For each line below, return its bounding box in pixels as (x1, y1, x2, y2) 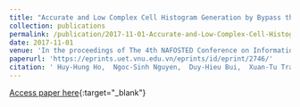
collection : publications (9, 21, 105, 30)
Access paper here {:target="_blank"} (9, 86, 146, 98)
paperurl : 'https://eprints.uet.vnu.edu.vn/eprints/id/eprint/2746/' (9, 54, 274, 63)
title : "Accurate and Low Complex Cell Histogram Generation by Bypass (9, 12, 281, 22)
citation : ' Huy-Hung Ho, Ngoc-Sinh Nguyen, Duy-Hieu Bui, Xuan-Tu (9, 63, 278, 72)
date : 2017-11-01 (9, 37, 74, 47)
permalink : (9, 29, 50, 38)
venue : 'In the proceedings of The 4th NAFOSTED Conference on (9, 46, 250, 55)
